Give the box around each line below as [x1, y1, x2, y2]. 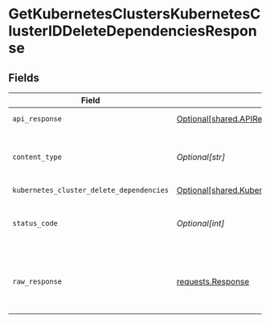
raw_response [12, 277, 63, 286]
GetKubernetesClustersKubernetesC [8, 5, 261, 23]
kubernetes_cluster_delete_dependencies [12, 186, 169, 194]
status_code [12, 219, 59, 227]
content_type [12, 153, 63, 161]
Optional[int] [176, 218, 225, 229]
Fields [8, 71, 40, 84]
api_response [12, 114, 63, 123]
